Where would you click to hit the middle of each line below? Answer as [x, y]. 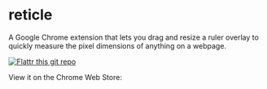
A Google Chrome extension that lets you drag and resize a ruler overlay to [133, 37]
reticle [31, 15]
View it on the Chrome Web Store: [65, 77]
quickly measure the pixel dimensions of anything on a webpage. [117, 45]
